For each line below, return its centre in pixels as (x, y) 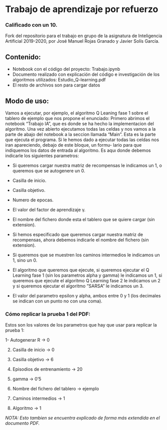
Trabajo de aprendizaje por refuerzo (82, 9)
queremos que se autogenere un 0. (49, 171)
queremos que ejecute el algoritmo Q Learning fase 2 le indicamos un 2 (86, 281)
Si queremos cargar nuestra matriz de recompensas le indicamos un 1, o (87, 166)
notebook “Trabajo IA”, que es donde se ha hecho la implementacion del (80, 124)
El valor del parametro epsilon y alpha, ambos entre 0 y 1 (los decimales (87, 296)
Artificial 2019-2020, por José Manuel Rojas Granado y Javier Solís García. (82, 41)
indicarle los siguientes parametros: (42, 156)
